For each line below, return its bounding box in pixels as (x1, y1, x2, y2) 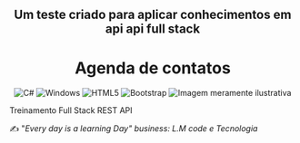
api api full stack (105, 22, 201, 37)
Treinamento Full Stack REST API (9, 105, 134, 116)
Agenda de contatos (74, 58, 232, 78)
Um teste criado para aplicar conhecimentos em (14, 7, 292, 23)
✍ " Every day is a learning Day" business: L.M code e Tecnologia (9, 123, 258, 134)
